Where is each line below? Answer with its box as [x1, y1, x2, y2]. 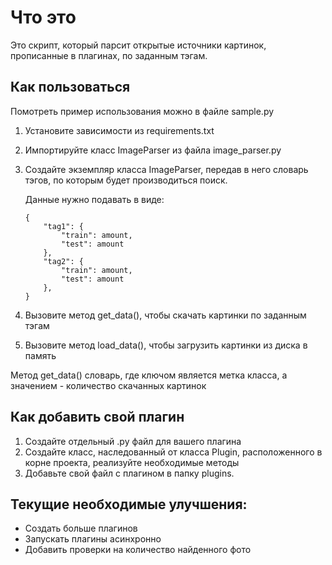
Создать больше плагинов [24, 522, 138, 535]
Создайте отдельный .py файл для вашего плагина [24, 435, 242, 447]
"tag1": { [43, 221, 84, 231]
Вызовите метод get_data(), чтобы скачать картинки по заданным [24, 309, 307, 321]
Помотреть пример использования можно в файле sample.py [10, 105, 275, 117]
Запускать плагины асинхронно [24, 533, 162, 545]
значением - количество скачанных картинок [10, 379, 207, 391]
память [24, 349, 57, 361]
